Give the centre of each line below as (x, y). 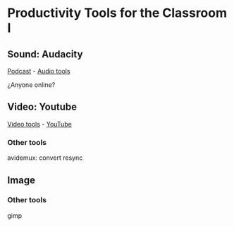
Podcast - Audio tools (39, 71)
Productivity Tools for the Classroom (117, 13)
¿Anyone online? (31, 85)
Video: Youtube (42, 107)
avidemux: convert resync (45, 158)
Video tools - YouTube (39, 124)
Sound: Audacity (45, 54)
